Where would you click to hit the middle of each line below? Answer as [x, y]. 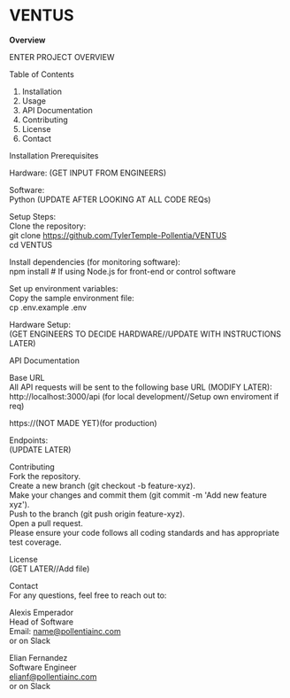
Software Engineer [43, 667]
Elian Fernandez [38, 657]
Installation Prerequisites [54, 155]
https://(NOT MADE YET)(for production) [83, 423]
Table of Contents [42, 74]
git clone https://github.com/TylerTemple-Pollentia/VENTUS [118, 235]
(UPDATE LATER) [40, 449]
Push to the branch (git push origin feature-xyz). [97, 514]
